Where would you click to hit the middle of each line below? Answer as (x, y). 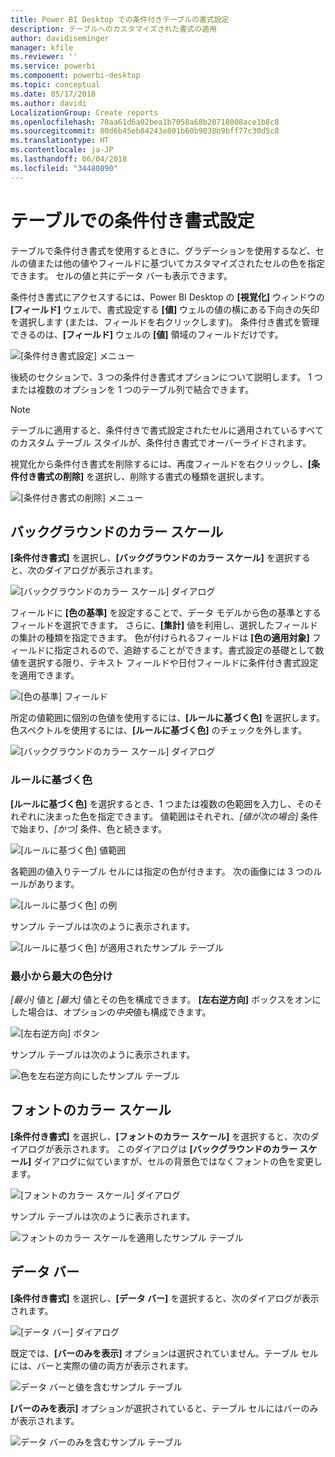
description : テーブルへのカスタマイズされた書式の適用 (113, 29)
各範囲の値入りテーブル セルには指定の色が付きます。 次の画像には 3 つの (162, 871)
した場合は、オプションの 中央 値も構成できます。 (111, 1012)
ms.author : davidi (48, 103)
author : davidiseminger (60, 38)
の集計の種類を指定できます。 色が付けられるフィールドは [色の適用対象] (160, 638)
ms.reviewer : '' (44, 57)
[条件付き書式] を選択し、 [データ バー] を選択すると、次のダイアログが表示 (165, 1298)
